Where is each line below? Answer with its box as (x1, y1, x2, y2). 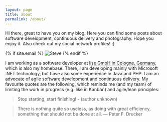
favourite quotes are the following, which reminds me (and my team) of (5, 81, 152, 87)
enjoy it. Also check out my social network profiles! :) (5, 41, 115, 47)
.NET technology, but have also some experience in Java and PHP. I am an (5, 71, 159, 77)
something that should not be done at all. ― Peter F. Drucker (17, 111, 143, 117)
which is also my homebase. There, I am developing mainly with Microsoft (5, 65, 158, 71)
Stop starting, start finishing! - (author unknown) (17, 96, 118, 102)
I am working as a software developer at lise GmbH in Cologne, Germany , (5, 60, 157, 66)
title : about (5, 12, 33, 17)
